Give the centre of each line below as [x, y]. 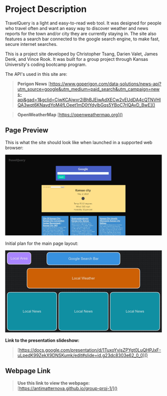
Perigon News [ [34, 84]
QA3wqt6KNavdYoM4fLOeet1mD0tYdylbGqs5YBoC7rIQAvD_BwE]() [86, 105]
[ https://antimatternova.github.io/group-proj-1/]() [67, 388]
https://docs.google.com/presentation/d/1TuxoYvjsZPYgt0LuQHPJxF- [90, 350]
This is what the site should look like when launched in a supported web [79, 142]
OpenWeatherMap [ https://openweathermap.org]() [70, 114]
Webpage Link [28, 371]
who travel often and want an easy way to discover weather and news [77, 28]
